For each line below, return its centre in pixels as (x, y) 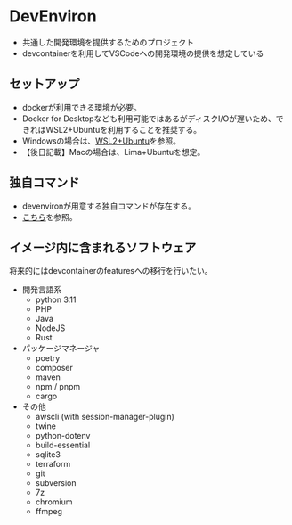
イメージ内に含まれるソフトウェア (103, 247)
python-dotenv (63, 436)
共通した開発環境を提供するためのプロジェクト (108, 42)
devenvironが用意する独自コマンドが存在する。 (109, 206)
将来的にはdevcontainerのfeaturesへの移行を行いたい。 (111, 271)
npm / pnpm (58, 387)
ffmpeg (49, 512)
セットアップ (45, 84)
